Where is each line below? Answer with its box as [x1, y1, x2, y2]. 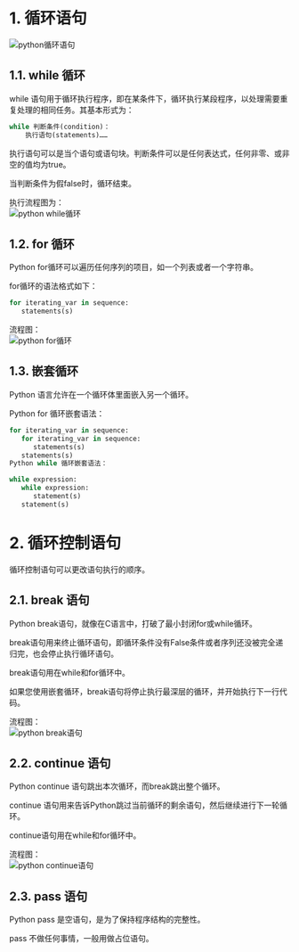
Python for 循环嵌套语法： [9, 407, 105, 419]
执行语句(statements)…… [25, 130, 109, 139]
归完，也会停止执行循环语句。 [9, 648, 118, 659]
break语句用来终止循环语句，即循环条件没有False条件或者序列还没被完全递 [9, 636, 284, 647]
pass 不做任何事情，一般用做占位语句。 [9, 933, 154, 944]
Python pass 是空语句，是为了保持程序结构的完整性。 [9, 915, 206, 925]
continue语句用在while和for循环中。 [9, 830, 141, 841]
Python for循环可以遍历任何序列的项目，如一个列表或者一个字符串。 [9, 262, 258, 273]
